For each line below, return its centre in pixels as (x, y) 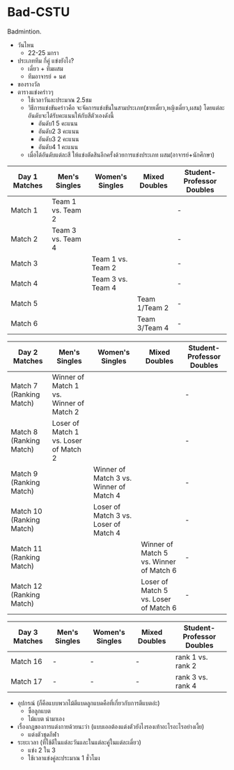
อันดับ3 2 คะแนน (58, 139)
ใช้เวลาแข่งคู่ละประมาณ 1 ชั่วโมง (64, 757)
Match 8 (24, 431)
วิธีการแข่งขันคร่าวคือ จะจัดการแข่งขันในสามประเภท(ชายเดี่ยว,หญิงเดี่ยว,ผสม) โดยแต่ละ (126, 107)
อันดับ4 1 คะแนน (58, 146)
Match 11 (27, 548)
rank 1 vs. (192, 657)
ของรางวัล (29, 84)
